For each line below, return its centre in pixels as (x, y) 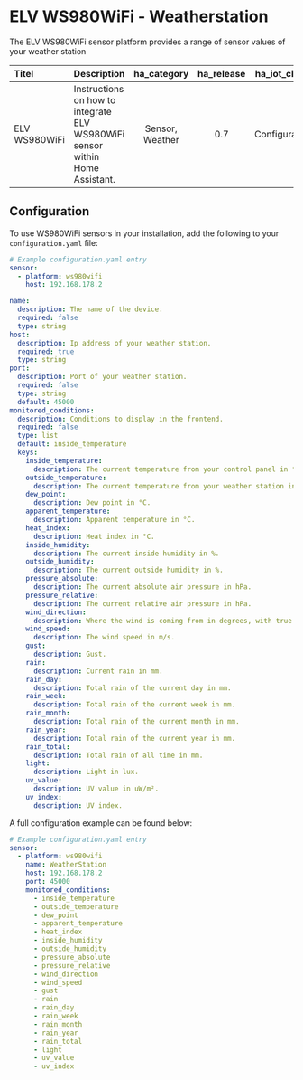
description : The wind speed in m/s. (104, 638)
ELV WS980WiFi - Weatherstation (139, 17)
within (87, 156)
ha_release (221, 73)
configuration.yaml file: (54, 242)
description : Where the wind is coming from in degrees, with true (163, 621)
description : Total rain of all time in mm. (118, 755)
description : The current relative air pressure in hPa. (142, 603)
